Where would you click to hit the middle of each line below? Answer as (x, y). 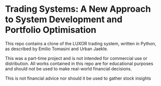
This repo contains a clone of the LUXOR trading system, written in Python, (81, 43)
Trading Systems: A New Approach (78, 9)
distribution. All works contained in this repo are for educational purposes (79, 63)
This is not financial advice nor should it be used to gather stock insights (78, 78)
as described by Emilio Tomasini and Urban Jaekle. (57, 49)
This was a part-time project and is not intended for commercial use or (76, 58)
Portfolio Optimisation (51, 30)
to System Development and (64, 19)
